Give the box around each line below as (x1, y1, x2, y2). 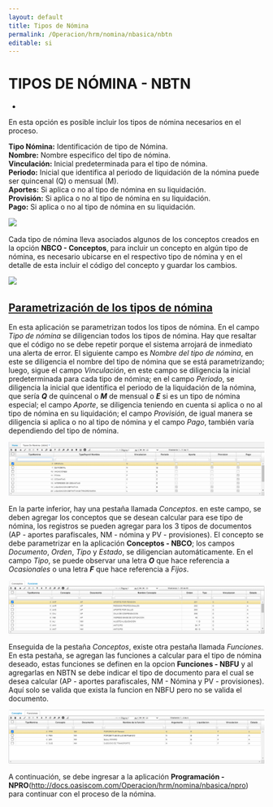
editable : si (8, 39, 53, 47)
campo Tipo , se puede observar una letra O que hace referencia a (8, 555, 230, 565)
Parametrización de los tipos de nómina (8, 300, 213, 314)
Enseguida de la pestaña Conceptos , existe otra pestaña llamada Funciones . (8, 642, 264, 652)
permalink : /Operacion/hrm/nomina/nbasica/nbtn (8, 30, 173, 38)
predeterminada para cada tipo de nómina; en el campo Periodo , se (8, 374, 235, 383)
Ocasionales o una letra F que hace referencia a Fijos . (8, 564, 189, 574)
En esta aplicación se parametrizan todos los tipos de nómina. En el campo (8, 322, 260, 332)
